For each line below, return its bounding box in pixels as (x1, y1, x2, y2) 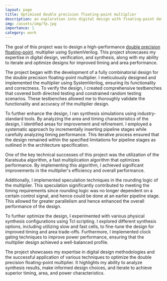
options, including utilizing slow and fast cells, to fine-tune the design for (5, 224, 155, 229)
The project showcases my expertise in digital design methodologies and (5, 249, 155, 255)
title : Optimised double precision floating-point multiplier (5, 12, 137, 17)
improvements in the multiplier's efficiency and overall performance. (5, 168, 145, 173)
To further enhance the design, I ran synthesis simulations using (5, 111, 137, 116)
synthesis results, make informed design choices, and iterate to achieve (5, 265, 152, 271)
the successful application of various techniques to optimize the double (5, 254, 152, 260)
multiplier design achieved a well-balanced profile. (5, 239, 109, 245)
